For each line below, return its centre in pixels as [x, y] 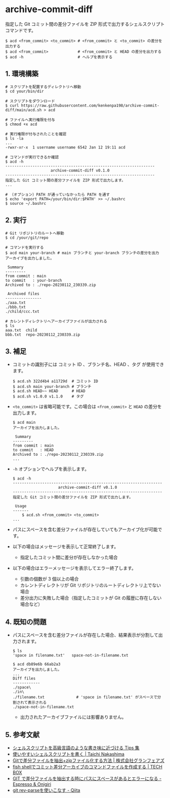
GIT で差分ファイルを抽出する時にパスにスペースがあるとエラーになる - [87, 778]
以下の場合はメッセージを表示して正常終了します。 [66, 547]
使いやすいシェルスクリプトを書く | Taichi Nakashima [69, 754]
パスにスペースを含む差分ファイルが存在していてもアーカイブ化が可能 [85, 530]
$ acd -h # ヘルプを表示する [59, 57]
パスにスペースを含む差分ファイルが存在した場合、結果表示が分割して [85, 635]
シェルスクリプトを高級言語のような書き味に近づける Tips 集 [76, 748]
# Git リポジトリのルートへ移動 [35, 233]
